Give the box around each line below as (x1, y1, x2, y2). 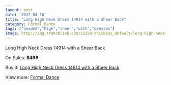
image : (5, 31, 19, 36)
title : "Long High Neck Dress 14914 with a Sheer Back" (5, 17, 126, 22)
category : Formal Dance (5, 21, 56, 27)
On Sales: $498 (5, 55, 39, 61)
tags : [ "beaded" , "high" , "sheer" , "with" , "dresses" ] (5, 26, 115, 31)
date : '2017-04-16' (5, 12, 47, 17)
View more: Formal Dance (5, 74, 60, 80)
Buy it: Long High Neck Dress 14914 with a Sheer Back (5, 64, 120, 70)
